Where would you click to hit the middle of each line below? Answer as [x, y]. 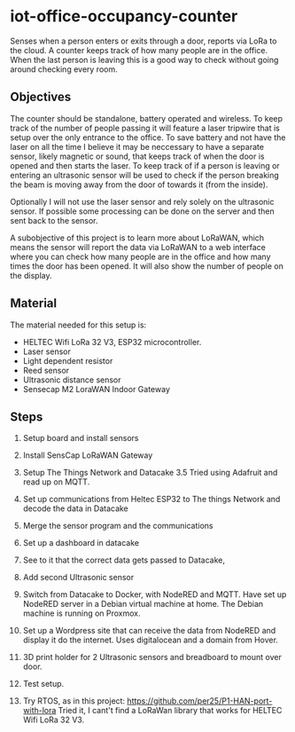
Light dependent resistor [68, 360]
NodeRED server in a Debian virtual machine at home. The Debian [143, 604]
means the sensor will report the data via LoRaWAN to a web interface [138, 247]
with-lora [39, 711]
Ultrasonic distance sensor [72, 380]
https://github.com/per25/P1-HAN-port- [200, 701]
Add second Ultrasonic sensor [78, 578]
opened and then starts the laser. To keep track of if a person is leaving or [145, 165]
